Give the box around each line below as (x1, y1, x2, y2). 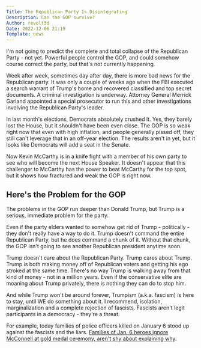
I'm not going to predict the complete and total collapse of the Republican (6, 47, 188, 55)
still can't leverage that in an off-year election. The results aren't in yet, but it (6, 135, 196, 142)
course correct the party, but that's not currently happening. (6, 61, 155, 68)
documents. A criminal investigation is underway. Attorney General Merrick (6, 91, 192, 99)
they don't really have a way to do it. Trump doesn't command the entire (6, 230, 185, 237)
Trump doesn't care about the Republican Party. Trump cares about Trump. (6, 254, 192, 261)
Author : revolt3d (6, 20, 50, 26)
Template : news (6, 31, 44, 37)
